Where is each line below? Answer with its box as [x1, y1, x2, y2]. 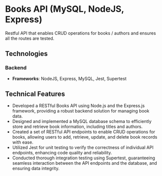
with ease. [12, 139, 33, 146]
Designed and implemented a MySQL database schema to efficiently [12, 118, 152, 124]
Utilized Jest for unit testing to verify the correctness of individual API [12, 145, 154, 150]
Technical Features [5, 90, 65, 98]
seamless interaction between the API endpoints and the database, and [12, 160, 158, 166]
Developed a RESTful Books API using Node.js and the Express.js [12, 103, 145, 109]
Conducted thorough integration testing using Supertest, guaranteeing [12, 155, 155, 161]
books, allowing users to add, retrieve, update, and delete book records [12, 134, 158, 140]
